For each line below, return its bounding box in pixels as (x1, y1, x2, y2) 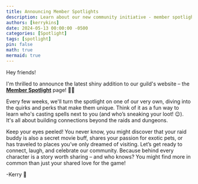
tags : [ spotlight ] (6, 36, 51, 42)
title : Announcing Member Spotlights (6, 8, 99, 15)
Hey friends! (6, 68, 37, 75)
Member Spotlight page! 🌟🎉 (6, 86, 75, 93)
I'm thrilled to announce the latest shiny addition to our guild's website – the (6, 80, 190, 87)
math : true (6, 47, 33, 53)
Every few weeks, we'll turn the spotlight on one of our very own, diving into (6, 98, 191, 105)
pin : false (6, 42, 33, 48)
